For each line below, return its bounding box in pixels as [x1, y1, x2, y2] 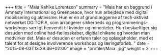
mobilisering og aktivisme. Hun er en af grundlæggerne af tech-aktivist [5, 15, 149, 20]
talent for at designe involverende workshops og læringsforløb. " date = [5, 40, 150, 46]
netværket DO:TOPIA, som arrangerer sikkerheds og [5, 19, 111, 25]
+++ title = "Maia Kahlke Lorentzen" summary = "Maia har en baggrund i [5, 4, 152, 10]
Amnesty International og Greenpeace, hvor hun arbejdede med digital [5, 9, 148, 15]
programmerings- [112, 19, 148, 25]
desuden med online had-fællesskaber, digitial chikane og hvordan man [5, 30, 150, 36]
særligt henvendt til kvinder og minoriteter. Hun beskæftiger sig [28, 25, 157, 31]
